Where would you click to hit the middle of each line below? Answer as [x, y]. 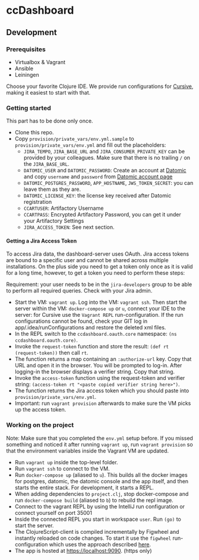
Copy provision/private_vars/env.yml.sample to [75, 139]
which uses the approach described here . [100, 544]
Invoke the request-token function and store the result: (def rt [92, 347]
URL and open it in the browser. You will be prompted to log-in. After [98, 366]
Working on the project [40, 425]
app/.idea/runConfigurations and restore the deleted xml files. [90, 328]
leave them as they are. [52, 189]
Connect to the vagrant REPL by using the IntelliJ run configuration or [100, 506]
